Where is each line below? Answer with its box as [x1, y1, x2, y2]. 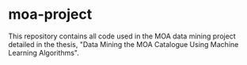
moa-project [8, 5, 93, 23]
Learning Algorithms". [8, 48, 79, 57]
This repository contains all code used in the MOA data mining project [8, 31, 236, 41]
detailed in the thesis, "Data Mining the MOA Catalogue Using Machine [8, 39, 239, 49]
